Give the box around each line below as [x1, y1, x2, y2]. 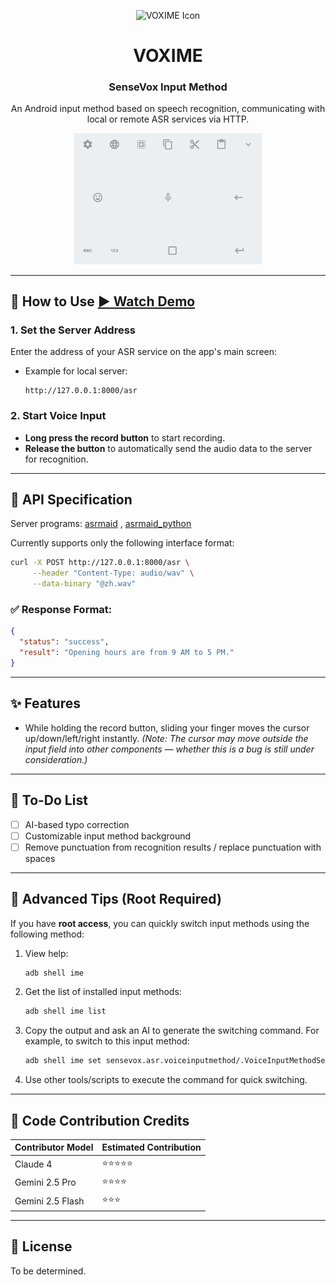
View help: [24, 947, 69, 959]
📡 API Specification [10, 491, 133, 509]
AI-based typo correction [24, 818, 130, 830]
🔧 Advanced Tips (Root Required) [10, 891, 222, 908]
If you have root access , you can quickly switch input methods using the [10, 917, 310, 929]
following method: [10, 928, 85, 940]
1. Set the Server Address [10, 323, 137, 337]
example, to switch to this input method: [24, 1035, 190, 1047]
